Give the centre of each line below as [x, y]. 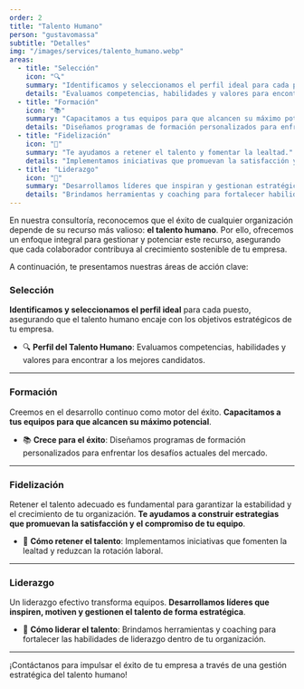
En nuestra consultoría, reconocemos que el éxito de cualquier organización [152, 220]
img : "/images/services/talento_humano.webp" [96, 52]
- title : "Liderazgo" [58, 169]
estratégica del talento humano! [69, 675]
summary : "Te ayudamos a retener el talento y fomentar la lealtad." [160, 152]
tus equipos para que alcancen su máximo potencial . [111, 421]
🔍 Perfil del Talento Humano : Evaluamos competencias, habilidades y [154, 347]
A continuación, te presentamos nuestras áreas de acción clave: [129, 267]
